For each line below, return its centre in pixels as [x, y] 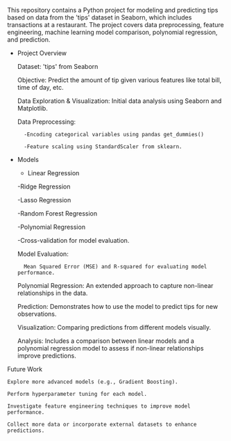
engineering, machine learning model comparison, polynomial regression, [112, 32]
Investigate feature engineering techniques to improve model [99, 406]
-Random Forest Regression [57, 214]
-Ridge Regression [44, 186]
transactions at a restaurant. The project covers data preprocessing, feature [115, 25]
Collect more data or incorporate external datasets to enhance [102, 424]
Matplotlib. [33, 108]
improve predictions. [46, 355]
